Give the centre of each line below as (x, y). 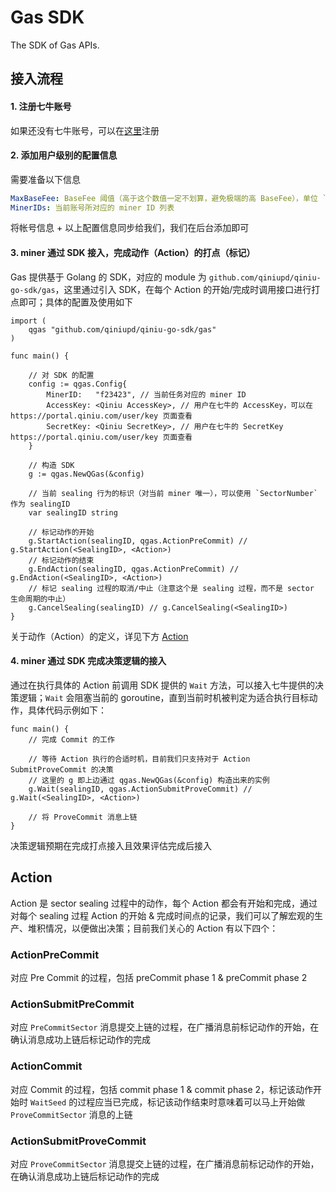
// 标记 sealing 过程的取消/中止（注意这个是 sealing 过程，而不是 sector (171, 588)
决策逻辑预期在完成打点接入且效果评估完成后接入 (111, 845)
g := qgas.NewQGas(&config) (86, 474)
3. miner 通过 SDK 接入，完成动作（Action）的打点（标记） (133, 253)
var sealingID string (73, 512)
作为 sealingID (40, 504)
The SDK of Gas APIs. (55, 45)
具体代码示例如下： (67, 710)
